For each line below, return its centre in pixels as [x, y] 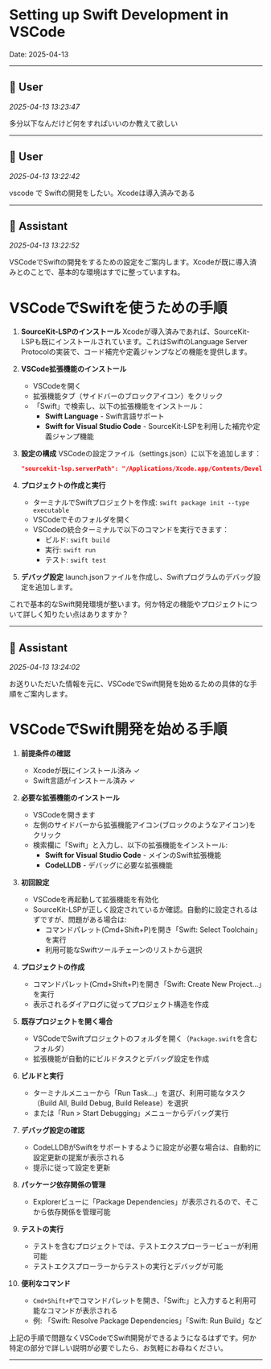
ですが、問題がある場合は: [83, 919]
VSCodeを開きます [64, 814]
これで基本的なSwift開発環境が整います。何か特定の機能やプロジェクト [126, 604]
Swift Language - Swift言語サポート [105, 416]
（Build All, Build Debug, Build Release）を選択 [110, 1103]
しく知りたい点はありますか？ [80, 614]
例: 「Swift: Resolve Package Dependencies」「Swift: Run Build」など [148, 1321]
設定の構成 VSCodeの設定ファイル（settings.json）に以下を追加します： [141, 454]
